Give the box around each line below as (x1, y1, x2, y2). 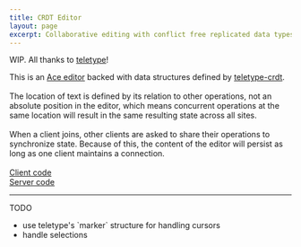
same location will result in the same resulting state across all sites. (9, 110, 257, 121)
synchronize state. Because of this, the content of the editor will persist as (9, 138, 284, 149)
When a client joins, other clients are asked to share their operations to (9, 129, 271, 140)
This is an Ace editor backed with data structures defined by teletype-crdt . (9, 72, 285, 83)
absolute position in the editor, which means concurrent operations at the (9, 101, 280, 111)
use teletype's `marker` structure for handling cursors (21, 220, 221, 231)
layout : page (9, 22, 58, 31)
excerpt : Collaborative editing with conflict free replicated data (9, 30, 271, 39)
